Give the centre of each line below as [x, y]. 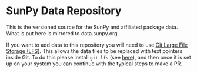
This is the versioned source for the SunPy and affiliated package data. [92, 27]
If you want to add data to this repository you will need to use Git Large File [97, 45]
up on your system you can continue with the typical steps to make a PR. [94, 64]
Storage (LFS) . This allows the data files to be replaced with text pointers [94, 51]
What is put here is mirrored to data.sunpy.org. [63, 33]
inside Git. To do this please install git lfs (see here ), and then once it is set [98, 57]
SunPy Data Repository [64, 11]
